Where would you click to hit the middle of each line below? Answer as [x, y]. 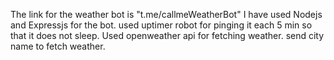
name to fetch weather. [58, 46]
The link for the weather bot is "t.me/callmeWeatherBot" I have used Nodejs [166, 14]
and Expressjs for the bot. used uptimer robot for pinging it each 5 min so [161, 25]
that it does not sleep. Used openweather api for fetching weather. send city [167, 35]
